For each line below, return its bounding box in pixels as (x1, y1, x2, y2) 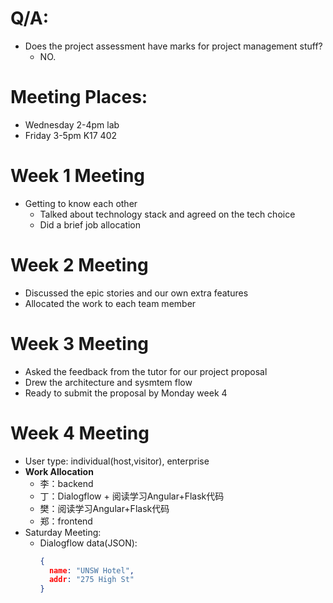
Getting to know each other (24, 197, 138, 209)
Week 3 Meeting (10, 332, 150, 355)
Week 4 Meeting (10, 422, 150, 444)
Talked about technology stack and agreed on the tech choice (39, 208, 296, 220)
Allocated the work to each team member (24, 297, 197, 309)
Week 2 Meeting (10, 254, 149, 276)
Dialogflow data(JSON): (39, 537, 138, 549)
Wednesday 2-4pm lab (24, 118, 120, 131)
